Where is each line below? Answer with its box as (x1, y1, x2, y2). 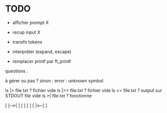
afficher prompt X (12, 19, 49, 25)
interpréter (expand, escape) (12, 48, 72, 54)
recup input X (12, 29, 41, 35)
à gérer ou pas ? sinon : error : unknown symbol (5, 77, 104, 83)
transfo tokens (12, 38, 42, 45)
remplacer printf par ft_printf (12, 58, 71, 64)
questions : (5, 68, 28, 74)
